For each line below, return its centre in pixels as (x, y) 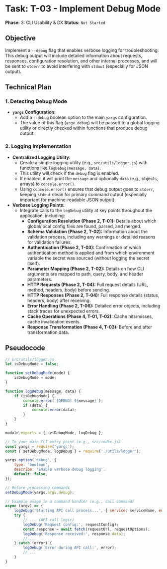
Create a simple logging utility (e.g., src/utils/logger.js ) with (83, 162)
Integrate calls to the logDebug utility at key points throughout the (86, 210)
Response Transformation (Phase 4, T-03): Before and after (90, 327)
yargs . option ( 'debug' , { (31, 460)
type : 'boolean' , (32, 465)
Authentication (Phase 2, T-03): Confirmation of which (84, 247)
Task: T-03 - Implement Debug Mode (83, 9)
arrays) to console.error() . (48, 184)
